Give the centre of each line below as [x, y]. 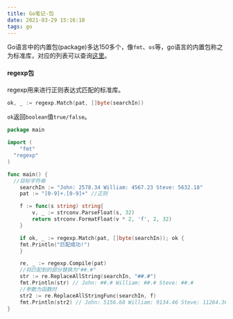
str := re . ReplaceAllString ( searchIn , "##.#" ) [88, 277]
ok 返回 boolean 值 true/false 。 [49, 117]
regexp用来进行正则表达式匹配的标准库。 [66, 89]
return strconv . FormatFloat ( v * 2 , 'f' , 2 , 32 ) [102, 219]
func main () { [28, 174]
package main [26, 130]
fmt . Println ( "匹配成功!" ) [55, 244]
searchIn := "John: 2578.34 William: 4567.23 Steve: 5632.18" [111, 187]
